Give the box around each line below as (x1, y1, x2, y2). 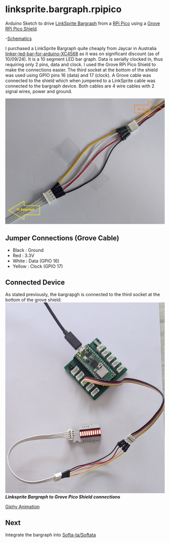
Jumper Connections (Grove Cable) (5, 234, 120, 242)
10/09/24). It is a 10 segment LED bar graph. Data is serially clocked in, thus (5, 56, 163, 62)
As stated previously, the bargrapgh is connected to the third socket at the (5, 291, 160, 298)
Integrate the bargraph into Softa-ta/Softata (5, 531, 96, 537)
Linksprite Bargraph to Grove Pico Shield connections (5, 494, 120, 500)
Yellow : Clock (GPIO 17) (12, 263, 63, 269)
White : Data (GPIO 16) (12, 258, 60, 264)
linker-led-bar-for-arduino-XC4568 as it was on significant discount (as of (5, 51, 160, 57)
